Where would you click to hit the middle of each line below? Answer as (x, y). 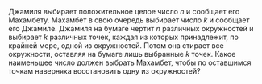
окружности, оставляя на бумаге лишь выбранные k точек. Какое (122, 54)
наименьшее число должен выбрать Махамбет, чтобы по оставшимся (130, 62)
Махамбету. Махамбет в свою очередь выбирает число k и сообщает (129, 20)
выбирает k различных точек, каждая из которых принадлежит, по (124, 37)
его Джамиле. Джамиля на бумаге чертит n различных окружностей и (131, 28)
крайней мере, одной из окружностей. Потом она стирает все (116, 46)
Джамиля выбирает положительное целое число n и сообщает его (124, 12)
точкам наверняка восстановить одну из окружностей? (104, 71)
